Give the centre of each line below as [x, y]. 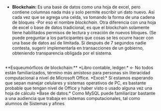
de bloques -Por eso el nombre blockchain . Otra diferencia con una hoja [84, 22]
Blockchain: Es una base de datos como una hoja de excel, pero [76, 7]
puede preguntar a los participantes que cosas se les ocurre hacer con [83, 38]
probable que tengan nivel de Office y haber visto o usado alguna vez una [79, 88]
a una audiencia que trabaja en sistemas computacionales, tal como [73, 98]
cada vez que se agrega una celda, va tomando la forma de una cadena [83, 17]
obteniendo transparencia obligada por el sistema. [62, 53]
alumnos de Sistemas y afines [35, 104]
